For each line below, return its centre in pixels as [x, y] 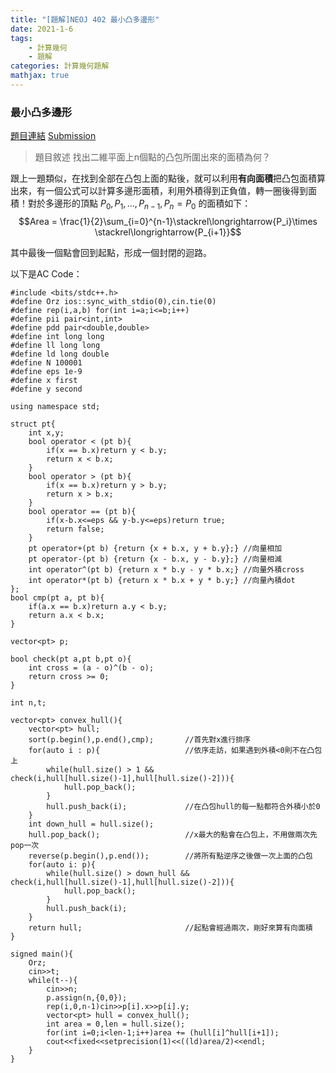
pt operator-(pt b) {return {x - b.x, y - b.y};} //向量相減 [155, 559]
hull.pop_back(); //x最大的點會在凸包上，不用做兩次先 [173, 834]
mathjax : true [40, 76]
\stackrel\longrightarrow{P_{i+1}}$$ [168, 232]
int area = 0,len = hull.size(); [116, 1024]
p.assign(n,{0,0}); [87, 997]
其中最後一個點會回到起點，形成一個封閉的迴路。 [111, 252]
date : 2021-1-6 [42, 29]
